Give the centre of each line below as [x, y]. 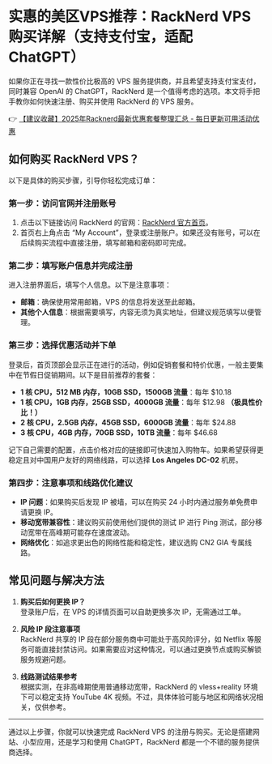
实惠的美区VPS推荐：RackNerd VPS [130, 17]
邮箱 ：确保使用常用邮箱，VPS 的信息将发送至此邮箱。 [110, 302]
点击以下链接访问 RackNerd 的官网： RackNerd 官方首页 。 [116, 223]
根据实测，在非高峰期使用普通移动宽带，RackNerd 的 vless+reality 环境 [139, 686]
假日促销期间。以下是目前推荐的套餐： [93, 374]
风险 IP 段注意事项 [50, 629]
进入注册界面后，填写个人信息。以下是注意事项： [90, 285]
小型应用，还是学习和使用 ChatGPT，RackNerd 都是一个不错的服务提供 [141, 741]
